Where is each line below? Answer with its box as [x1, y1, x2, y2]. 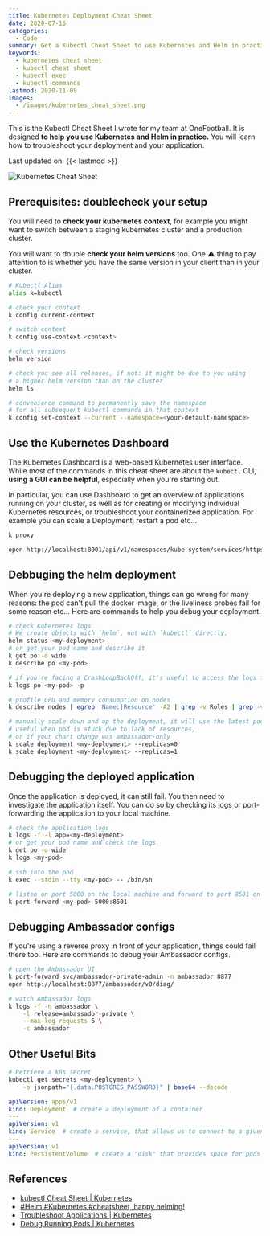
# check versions [8, 347, 67, 356]
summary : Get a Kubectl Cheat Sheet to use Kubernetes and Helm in [8, 42, 239, 50]
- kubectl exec [15, 72, 67, 80]
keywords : [8, 49, 42, 57]
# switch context [8, 325, 67, 334]
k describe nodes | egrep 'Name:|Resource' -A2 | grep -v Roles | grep [8, 703, 253, 711]
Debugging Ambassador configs [8, 919, 175, 933]
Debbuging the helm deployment [8, 568, 177, 582]
